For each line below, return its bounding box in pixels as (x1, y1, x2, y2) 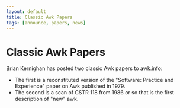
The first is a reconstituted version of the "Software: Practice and (14, 77, 174, 84)
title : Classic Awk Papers (6, 14, 73, 20)
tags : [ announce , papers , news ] (6, 20, 86, 26)
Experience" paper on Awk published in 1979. (14, 82, 126, 90)
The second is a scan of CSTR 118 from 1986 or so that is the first (14, 89, 175, 96)
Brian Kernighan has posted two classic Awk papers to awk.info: (6, 65, 163, 72)
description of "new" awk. (14, 96, 79, 103)
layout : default (6, 8, 46, 15)
